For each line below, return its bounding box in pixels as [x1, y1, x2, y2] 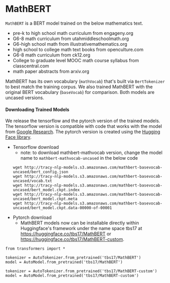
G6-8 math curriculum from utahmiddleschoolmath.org [12, 35, 129, 42]
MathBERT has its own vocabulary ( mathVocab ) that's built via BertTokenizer [5, 78, 165, 84]
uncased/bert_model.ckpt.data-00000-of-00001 [12, 205, 112, 211]
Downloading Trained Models [5, 106, 69, 112]
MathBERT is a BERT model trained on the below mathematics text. [5, 20, 143, 26]
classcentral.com [12, 63, 50, 69]
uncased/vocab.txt [12, 178, 52, 184]
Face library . [5, 134, 32, 140]
